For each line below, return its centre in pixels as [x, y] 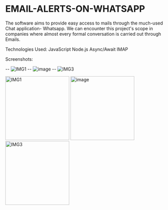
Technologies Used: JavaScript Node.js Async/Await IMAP [67, 49]
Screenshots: [19, 59]
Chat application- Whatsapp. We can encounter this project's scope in [79, 28]
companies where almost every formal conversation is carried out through [83, 34]
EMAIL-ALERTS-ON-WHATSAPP [75, 9]
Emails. [13, 39]
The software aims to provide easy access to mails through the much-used [84, 23]
